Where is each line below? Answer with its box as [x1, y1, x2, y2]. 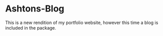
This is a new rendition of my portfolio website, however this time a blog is [5, 19, 158, 25]
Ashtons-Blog [5, 3, 65, 14]
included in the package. [5, 24, 57, 30]
